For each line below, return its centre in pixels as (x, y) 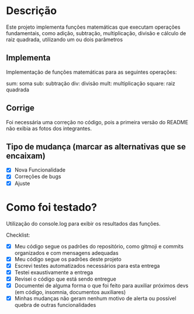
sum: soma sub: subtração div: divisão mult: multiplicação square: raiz (91, 83)
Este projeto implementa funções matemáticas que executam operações (93, 27)
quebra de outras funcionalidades (55, 305)
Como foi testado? (52, 207)
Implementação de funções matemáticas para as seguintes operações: (91, 72)
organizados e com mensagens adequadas (66, 252)
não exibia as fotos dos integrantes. (49, 128)
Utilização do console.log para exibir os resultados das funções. (83, 223)
